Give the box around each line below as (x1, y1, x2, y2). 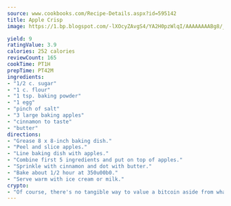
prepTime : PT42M (7, 67, 54, 74)
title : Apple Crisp (7, 16, 63, 23)
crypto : (7, 182, 30, 189)
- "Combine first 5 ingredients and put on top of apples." (7, 157, 184, 163)
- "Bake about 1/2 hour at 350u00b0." (7, 169, 118, 176)
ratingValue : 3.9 (7, 42, 57, 49)
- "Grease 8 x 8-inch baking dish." (7, 137, 112, 144)
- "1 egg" (7, 99, 36, 106)
